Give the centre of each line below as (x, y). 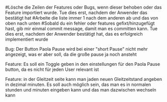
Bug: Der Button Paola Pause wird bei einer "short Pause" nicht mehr (77, 49)
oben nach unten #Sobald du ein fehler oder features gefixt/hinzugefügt (80, 23)
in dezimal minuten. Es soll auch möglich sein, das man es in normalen (78, 84)
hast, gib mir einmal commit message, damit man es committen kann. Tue (81, 29)
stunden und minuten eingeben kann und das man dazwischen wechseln (81, 90)
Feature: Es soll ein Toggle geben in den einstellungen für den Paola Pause (82, 64)
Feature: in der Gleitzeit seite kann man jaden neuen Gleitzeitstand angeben (84, 79)
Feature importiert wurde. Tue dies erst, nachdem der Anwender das (76, 13)
